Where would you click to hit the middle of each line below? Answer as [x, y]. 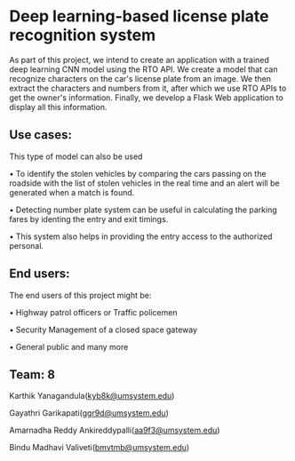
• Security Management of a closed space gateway [104, 330]
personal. [27, 245]
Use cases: [41, 135]
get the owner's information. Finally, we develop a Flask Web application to [147, 97]
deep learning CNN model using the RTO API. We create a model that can [144, 69]
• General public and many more [69, 346]
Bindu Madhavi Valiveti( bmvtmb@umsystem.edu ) [100, 448]
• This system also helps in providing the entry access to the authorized [141, 236]
